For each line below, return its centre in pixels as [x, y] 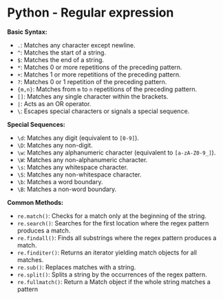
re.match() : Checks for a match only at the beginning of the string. [111, 216]
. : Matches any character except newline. [76, 45]
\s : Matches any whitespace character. [73, 167]
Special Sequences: [36, 124]
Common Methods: [35, 202]
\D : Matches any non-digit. [55, 145]
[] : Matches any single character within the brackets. [93, 96]
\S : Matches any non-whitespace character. [79, 174]
